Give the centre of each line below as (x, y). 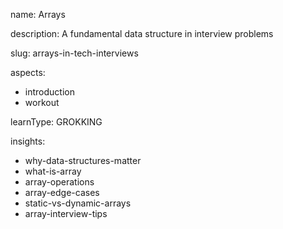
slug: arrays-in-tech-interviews (74, 53)
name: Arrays (38, 14)
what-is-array (53, 171)
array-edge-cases (62, 192)
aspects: (28, 72)
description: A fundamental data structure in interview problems (142, 33)
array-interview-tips (66, 213)
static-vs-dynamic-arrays (78, 203)
